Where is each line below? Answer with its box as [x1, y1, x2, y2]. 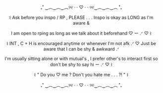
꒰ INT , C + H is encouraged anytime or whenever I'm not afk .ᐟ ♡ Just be [6, 41, 157, 46]
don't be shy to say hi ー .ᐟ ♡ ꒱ [50, 61, 113, 67]
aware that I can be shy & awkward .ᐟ [43, 46, 119, 52]
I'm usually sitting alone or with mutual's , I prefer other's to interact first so [4, 56, 158, 61]
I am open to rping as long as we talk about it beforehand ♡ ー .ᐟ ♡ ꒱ [11, 30, 152, 36]
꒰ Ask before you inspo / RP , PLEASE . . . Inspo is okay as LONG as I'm [9, 14, 154, 20]
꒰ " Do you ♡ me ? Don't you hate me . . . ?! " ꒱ [34, 72, 128, 78]
